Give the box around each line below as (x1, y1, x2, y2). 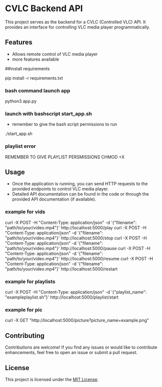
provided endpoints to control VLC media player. (12, 186, 109, 192)
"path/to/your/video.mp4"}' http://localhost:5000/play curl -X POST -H (5, 224, 147, 231)
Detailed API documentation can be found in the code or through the (12, 191, 149, 197)
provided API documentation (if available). (12, 196, 97, 202)
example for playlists (5, 278, 56, 285)
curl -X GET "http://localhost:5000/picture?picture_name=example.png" (5, 318, 149, 323)
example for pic (5, 306, 43, 313)
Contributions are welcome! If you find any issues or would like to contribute (5, 344, 158, 350)
